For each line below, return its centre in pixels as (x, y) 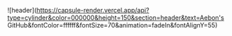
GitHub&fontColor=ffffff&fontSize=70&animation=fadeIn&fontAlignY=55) (112, 25)
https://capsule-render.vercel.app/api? (93, 10)
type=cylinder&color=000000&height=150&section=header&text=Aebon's (116, 18)
